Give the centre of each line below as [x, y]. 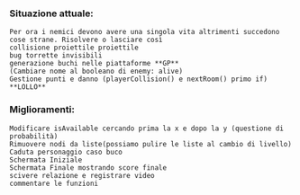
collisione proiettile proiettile [74, 48]
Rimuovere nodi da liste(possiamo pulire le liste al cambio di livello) [151, 144]
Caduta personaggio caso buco [66, 152]
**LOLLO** [28, 87]
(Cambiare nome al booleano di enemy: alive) [96, 71]
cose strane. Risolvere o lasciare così [86, 40]
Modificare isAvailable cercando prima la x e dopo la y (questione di [146, 129]
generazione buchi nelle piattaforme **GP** [94, 64]
